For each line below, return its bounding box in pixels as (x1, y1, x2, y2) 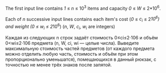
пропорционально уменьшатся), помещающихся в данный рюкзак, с (5, 56, 157, 62)
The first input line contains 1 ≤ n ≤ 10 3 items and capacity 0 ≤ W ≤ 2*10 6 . (5, 5, 161, 11)
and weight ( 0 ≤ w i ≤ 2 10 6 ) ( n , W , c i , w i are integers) (5, 22, 115, 31)
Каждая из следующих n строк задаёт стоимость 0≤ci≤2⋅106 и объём (5, 34, 158, 40)
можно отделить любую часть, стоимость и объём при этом (5, 51, 138, 57)
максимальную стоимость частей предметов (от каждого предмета (5, 45, 155, 52)
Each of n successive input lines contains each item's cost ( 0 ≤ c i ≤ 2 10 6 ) (5, 15, 160, 23)
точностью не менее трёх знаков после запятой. (5, 61, 112, 68)
